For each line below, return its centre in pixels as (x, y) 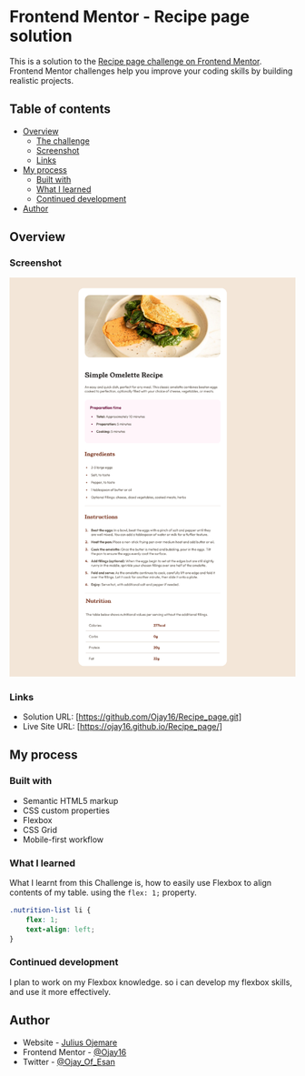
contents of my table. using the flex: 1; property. (103, 892)
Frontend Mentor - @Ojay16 (74, 1051)
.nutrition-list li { (50, 910)
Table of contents (60, 110)
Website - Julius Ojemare (70, 1042)
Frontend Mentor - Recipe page (129, 17)
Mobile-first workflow (63, 840)
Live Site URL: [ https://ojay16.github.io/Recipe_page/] (122, 726)
